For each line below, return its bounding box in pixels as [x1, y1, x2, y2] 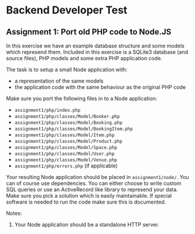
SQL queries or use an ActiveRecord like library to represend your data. [6, 186, 179, 193]
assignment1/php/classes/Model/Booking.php [14, 120, 123, 126]
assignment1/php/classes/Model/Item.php [14, 132, 115, 138]
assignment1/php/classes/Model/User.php [14, 151, 115, 157]
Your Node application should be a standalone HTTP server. [14, 221, 160, 228]
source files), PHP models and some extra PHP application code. [6, 55, 163, 61]
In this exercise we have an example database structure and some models [6, 42, 184, 49]
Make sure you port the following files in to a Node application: [6, 95, 158, 102]
